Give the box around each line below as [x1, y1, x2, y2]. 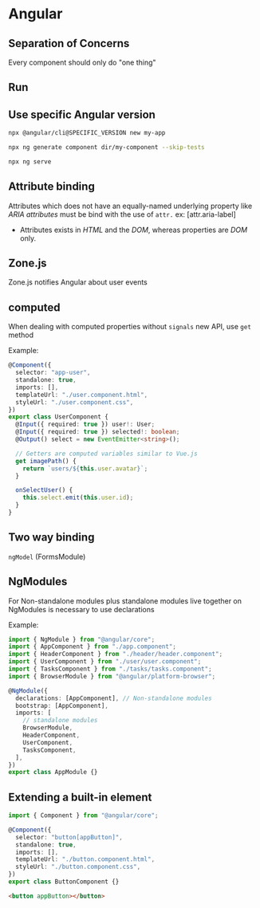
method [8, 330, 34, 340]
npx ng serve [8, 157, 52, 166]
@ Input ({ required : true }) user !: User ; [15, 420, 156, 429]
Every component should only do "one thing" [8, 57, 157, 67]
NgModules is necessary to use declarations [8, 604, 155, 614]
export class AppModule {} [8, 768, 98, 776]
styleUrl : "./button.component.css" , [15, 863, 141, 871]
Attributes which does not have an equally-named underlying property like [8, 201, 253, 210]
